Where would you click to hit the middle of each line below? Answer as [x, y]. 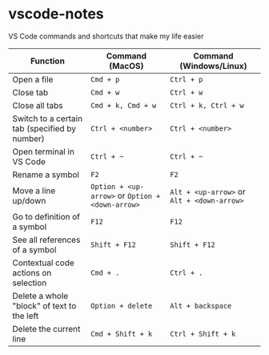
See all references [46, 240]
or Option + [139, 196]
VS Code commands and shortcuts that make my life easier [106, 36]
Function [48, 61]
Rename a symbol [46, 175]
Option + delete [122, 306]
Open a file [33, 79]
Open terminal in [43, 151]
